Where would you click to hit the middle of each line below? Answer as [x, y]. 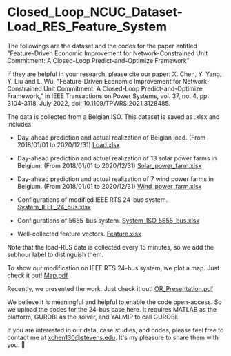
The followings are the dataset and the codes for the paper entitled [102, 46]
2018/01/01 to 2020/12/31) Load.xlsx [68, 144]
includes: [20, 124]
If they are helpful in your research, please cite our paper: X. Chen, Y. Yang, [114, 74]
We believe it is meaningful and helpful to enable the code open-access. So [114, 302]
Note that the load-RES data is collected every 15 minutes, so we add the [110, 247]
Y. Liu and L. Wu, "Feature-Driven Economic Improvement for [94, 81]
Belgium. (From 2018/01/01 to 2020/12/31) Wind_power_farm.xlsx [109, 186]
